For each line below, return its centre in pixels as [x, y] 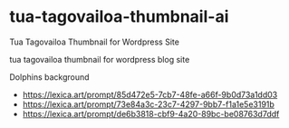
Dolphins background [49, 77]
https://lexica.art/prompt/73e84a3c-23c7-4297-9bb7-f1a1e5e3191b [148, 104]
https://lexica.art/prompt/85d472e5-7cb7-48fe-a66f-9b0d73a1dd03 [150, 94]
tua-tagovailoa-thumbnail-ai [119, 17]
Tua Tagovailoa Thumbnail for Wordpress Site [94, 42]
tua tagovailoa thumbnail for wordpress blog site [100, 59]
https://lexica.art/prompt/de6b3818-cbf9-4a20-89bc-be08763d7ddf [151, 113]
